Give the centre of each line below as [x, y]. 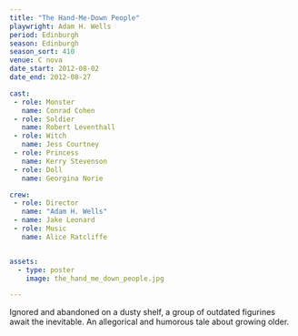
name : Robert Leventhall [69, 127]
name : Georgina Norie [62, 178]
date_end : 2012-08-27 [50, 77]
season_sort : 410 [42, 52]
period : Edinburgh [44, 35]
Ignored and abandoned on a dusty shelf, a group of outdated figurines [142, 312]
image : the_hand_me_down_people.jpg [95, 279]
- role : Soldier [44, 119]
